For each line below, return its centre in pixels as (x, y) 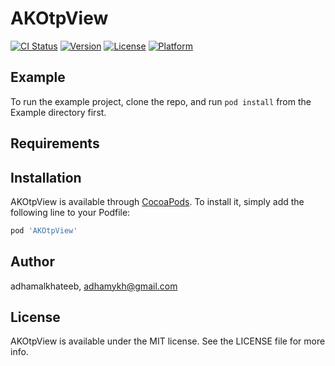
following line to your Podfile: (70, 212)
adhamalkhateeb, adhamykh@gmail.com (94, 286)
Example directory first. (58, 112)
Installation (46, 177)
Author (32, 262)
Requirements (55, 143)
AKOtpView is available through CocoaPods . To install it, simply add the (157, 201)
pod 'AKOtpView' (44, 230)
